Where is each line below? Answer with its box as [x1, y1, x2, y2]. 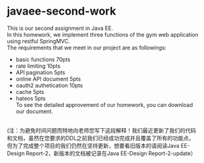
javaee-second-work [7, 4, 117, 18]
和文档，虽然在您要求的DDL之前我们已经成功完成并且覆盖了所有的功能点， [7, 134, 195, 142]
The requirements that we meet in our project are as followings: [7, 44, 167, 51]
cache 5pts [15, 88, 45, 95]
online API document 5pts [15, 75, 81, 82]
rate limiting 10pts [15, 62, 60, 70]
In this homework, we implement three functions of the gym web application [7, 31, 199, 38]
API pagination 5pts [15, 68, 66, 76]
